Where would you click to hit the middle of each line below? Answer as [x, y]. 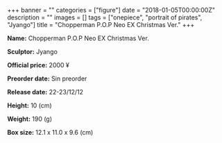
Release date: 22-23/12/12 [45, 92]
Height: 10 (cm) [29, 106]
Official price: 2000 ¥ [38, 65]
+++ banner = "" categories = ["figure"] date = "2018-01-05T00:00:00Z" [111, 10]
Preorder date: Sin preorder [47, 78]
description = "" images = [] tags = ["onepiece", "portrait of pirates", [105, 17]
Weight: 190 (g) [30, 119]
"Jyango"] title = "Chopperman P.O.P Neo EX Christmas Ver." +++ [101, 25]
